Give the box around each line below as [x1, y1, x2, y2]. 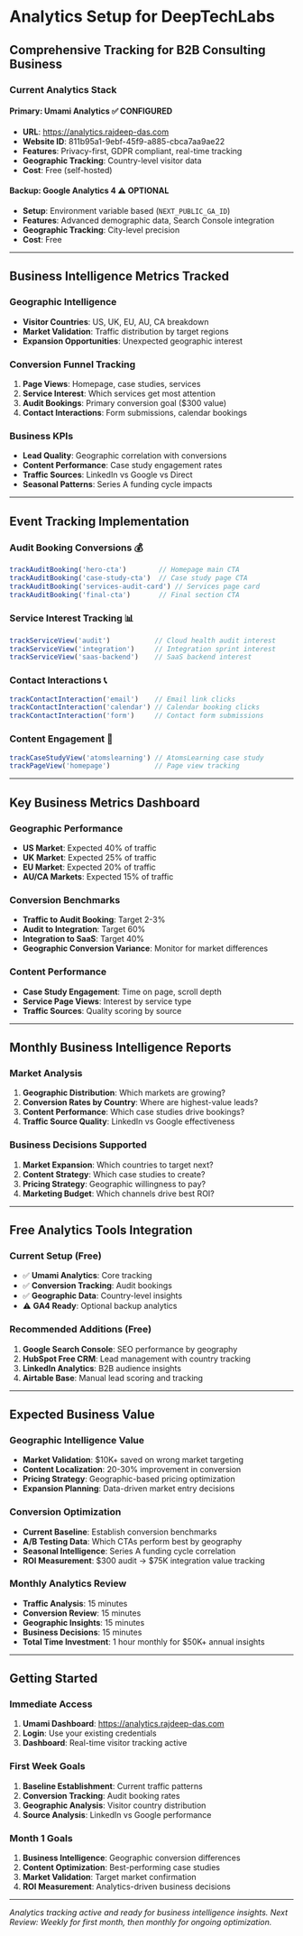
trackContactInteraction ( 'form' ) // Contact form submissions [9, 711, 264, 721]
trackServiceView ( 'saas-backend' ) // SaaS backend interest [9, 652, 252, 662]
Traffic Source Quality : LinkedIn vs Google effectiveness [22, 1116, 235, 1127]
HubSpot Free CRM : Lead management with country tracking [22, 1353, 251, 1364]
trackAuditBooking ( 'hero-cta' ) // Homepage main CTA [9, 565, 241, 574]
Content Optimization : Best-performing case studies [22, 1862, 221, 1873]
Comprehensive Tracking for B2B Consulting [9, 42, 266, 58]
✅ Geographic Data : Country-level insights [22, 1290, 183, 1301]
